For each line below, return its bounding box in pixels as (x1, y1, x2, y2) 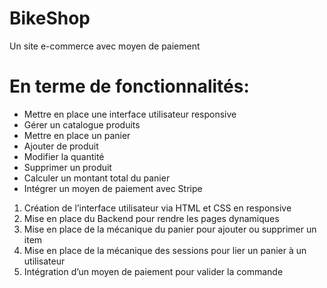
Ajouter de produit (23, 140, 99, 152)
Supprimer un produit (23, 161, 112, 173)
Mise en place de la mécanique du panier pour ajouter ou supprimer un (23, 223, 317, 235)
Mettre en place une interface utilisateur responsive (23, 108, 237, 120)
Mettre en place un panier (23, 129, 131, 141)
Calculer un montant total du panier (23, 172, 171, 184)
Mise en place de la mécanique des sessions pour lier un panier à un (23, 244, 307, 256)
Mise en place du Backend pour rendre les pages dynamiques (23, 212, 280, 224)
